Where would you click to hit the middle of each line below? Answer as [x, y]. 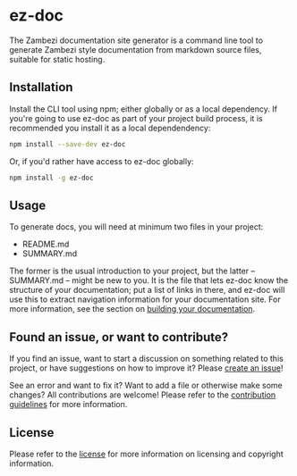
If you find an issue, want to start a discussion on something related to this [146, 359]
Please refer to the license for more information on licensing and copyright [146, 454]
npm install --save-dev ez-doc [68, 144]
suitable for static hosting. [57, 59]
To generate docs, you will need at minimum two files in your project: [136, 227]
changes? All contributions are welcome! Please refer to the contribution [143, 395]
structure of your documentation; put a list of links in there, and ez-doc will [147, 290]
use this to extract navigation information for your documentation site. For [145, 299]
